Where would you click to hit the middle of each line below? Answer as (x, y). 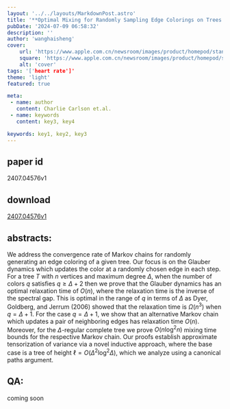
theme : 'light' (29, 77)
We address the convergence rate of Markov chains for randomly (99, 254)
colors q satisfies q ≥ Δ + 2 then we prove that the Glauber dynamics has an (114, 283)
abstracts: (30, 238)
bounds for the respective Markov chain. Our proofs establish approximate (112, 337)
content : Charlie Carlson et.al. (64, 109)
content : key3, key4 (46, 121)
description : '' (30, 33)
